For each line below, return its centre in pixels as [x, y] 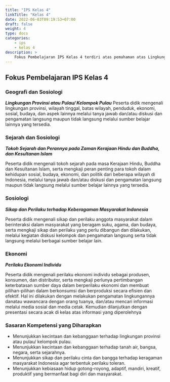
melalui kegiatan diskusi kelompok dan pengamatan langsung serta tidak [81, 235]
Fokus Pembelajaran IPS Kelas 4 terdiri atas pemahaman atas [80, 57]
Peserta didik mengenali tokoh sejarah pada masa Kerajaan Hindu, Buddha [83, 164]
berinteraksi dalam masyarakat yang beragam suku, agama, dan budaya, [81, 224]
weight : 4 [16, 29]
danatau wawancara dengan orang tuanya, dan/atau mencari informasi [79, 301]
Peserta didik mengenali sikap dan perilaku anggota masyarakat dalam [79, 219]
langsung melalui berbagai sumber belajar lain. [54, 240]
